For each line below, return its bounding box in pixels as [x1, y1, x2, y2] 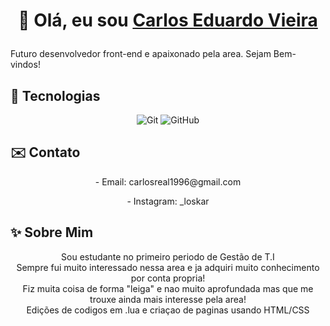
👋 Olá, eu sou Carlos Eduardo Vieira [18, 9, 318, 32]
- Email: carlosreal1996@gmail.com [94, 175, 242, 188]
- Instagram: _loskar [126, 195, 210, 207]
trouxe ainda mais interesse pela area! [89, 293, 247, 305]
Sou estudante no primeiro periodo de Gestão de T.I [61, 250, 275, 263]
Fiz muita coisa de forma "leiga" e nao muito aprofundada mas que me [22, 282, 314, 294]
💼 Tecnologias [10, 87, 101, 104]
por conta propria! [130, 272, 206, 284]
